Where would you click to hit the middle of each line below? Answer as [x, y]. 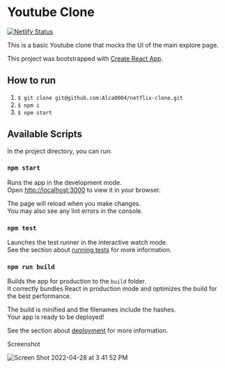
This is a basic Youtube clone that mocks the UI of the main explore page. [113, 45]
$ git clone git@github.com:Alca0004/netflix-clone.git [100, 98]
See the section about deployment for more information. [88, 331]
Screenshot [24, 344]
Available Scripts [45, 134]
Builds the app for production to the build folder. [77, 281]
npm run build [31, 267]
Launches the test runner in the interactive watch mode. [88, 242]
